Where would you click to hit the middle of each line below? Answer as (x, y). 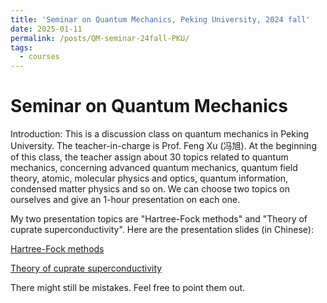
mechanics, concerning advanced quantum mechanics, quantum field (154, 168)
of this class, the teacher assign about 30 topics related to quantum (149, 157)
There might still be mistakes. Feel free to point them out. (128, 288)
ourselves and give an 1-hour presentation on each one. (125, 200)
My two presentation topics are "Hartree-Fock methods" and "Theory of (159, 219)
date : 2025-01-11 (46, 29)
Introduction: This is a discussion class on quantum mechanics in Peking (160, 134)
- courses (39, 57)
